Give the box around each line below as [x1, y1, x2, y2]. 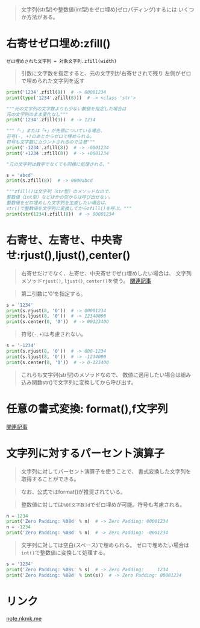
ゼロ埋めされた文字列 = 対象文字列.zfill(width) [6, 58, 117, 64]
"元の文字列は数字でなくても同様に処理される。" [6, 161, 110, 167]
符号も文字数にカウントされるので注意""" [6, 139, 95, 146]
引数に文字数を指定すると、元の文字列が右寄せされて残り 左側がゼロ [20, 69, 192, 77]
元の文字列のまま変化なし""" [6, 111, 69, 117]
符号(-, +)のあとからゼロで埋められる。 [6, 133, 95, 139]
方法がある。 [26, 13, 58, 21]
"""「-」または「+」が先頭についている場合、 [6, 128, 105, 134]
